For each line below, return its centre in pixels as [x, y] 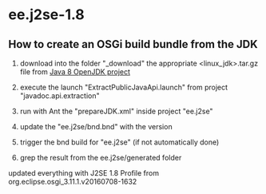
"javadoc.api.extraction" [60, 96]
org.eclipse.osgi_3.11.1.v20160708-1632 [73, 182]
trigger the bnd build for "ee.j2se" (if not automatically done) [119, 142]
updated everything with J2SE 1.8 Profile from [84, 173]
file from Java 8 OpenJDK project [75, 72]
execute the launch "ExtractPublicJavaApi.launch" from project [124, 87]
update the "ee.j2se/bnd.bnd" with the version [96, 127]
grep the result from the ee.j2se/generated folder [101, 158]
